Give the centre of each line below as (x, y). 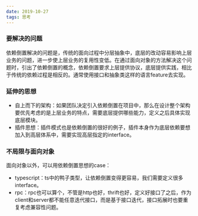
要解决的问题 (24, 39)
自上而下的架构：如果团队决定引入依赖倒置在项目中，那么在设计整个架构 (102, 105)
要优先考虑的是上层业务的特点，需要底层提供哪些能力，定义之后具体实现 (102, 113)
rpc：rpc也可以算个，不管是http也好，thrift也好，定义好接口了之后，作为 (103, 192)
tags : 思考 (19, 17)
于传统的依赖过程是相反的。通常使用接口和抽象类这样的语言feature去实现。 (97, 75)
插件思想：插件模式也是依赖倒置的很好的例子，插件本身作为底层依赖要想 (102, 128)
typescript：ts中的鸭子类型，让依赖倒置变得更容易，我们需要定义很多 (99, 178)
